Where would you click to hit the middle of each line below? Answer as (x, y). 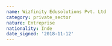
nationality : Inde (29, 28)
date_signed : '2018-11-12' (40, 34)
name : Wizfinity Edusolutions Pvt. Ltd (56, 12)
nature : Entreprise (31, 23)
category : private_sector (39, 17)
